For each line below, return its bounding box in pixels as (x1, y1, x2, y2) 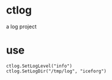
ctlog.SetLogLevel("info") (6, 63, 73, 69)
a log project (6, 23, 37, 30)
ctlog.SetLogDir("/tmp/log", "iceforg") (6, 68, 107, 74)
